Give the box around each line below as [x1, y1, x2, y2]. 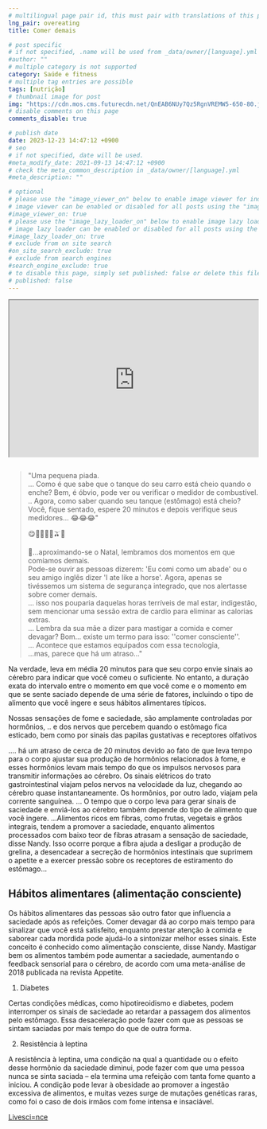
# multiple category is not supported [8, 63, 137, 72]
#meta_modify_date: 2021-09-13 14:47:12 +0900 [8, 158, 165, 167]
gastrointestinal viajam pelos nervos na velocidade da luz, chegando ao [8, 780, 242, 788]
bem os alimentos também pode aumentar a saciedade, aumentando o [8, 950, 240, 960]
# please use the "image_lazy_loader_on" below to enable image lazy [8, 217, 244, 225]
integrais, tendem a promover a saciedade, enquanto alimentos [8, 822, 215, 831]
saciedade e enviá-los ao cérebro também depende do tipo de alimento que [8, 805, 257, 814]
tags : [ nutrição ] [8, 85, 66, 93]
